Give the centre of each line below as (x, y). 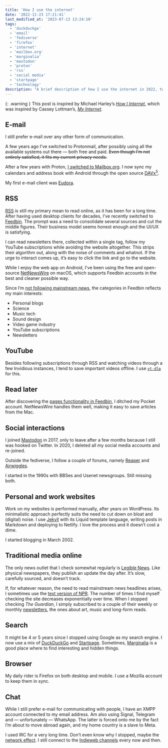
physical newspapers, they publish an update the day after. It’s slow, (75, 573)
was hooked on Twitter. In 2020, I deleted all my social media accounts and (82, 446)
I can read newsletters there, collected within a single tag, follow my (75, 242)
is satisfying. (18, 232)
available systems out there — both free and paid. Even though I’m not (77, 152)
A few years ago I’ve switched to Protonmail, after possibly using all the (79, 147)
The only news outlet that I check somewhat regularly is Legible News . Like (83, 568)
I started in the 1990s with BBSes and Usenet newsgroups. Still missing (78, 476)
